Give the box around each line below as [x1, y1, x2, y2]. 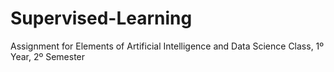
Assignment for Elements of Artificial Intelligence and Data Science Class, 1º [10, 40, 325, 52]
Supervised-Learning [10, 7, 193, 30]
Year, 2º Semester [10, 50, 86, 62]
